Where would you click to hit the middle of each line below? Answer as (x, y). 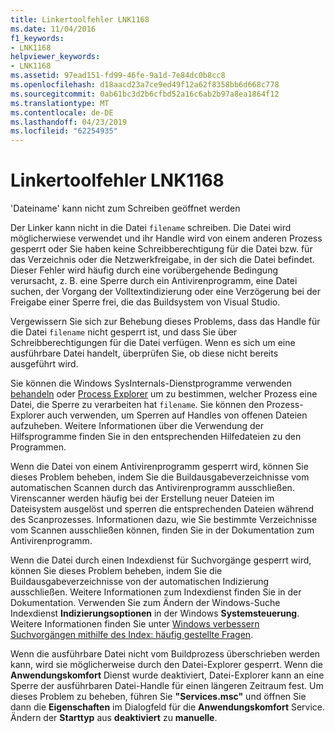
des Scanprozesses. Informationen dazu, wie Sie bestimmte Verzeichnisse (164, 520)
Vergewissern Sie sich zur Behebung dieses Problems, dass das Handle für (165, 322)
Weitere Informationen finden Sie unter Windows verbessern (135, 624)
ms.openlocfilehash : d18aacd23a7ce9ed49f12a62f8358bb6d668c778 (145, 85)
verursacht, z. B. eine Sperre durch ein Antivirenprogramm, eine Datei (154, 281)
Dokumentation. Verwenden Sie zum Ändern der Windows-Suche (145, 603)
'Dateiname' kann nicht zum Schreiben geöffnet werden (125, 208)
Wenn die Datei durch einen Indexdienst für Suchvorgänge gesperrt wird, (161, 560)
